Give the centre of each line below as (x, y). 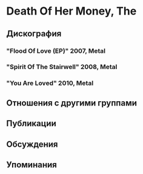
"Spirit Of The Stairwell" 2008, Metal (62, 67)
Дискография (34, 34)
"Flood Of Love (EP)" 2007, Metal (56, 51)
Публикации (31, 123)
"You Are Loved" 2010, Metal (50, 83)
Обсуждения (32, 144)
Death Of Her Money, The (71, 11)
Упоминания (32, 165)
